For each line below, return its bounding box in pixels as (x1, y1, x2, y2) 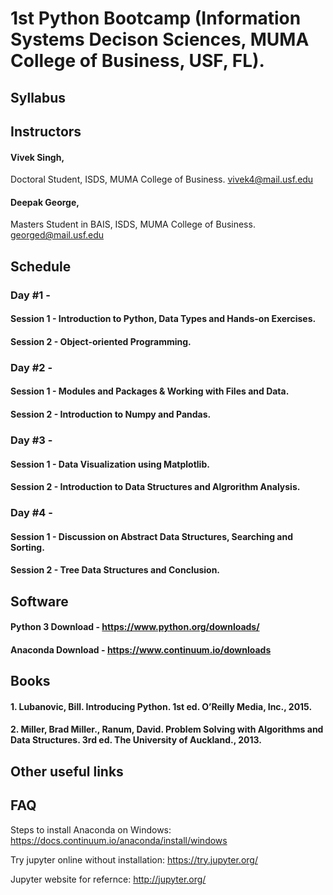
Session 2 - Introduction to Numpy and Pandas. (10, 408, 212, 420)
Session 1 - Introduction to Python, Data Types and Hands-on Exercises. (10, 313, 317, 325)
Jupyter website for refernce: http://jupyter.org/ (10, 873, 207, 885)
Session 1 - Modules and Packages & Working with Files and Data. (10, 385, 290, 397)
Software (10, 593, 69, 610)
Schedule (10, 258, 72, 275)
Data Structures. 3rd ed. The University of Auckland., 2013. (10, 734, 262, 746)
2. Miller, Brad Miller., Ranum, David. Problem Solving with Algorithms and (10, 723, 324, 736)
